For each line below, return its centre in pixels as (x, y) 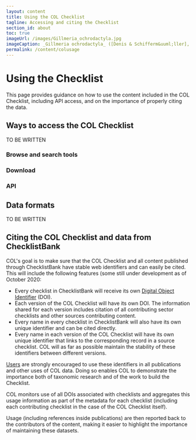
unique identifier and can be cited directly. (66, 328)
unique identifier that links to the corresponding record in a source (94, 341)
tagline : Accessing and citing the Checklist (62, 22)
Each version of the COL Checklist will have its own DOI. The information (102, 303)
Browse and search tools (42, 154)
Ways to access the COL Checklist (70, 126)
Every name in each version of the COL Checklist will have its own (94, 334)
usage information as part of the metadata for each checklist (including (92, 400)
